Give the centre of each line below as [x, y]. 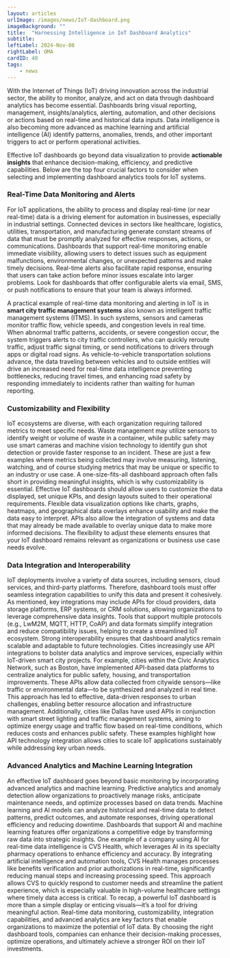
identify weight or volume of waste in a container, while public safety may [111, 438]
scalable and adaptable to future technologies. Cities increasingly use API [111, 646]
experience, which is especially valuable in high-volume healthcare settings [114, 890]
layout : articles [32, 13]
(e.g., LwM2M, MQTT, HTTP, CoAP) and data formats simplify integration [110, 624]
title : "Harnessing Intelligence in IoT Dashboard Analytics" [99, 33]
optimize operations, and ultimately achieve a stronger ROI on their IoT [106, 941]
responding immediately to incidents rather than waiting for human [101, 383]
